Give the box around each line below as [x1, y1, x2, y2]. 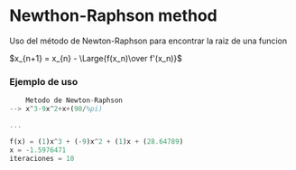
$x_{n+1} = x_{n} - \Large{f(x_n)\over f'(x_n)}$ [9, 52, 183, 63]
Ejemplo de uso [9, 75, 79, 88]
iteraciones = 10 [9, 154, 75, 163]
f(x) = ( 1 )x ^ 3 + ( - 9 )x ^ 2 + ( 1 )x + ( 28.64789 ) [9, 137, 184, 146]
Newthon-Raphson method [9, 5, 218, 26]
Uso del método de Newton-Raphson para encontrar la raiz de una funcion [9, 35, 287, 46]
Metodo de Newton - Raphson [25, 96, 124, 105]
